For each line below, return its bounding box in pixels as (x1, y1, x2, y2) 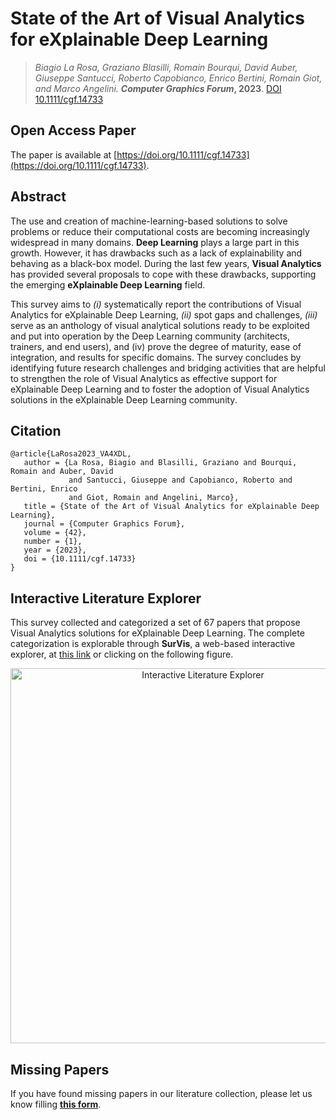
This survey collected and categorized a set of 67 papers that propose (10, 617, 301, 629)
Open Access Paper (10, 122, 137, 139)
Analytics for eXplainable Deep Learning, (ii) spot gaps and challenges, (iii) (10, 308, 318, 321)
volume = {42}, (23, 528, 87, 538)
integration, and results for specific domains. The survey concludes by (10, 351, 302, 363)
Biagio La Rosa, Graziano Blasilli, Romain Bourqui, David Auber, (34, 61, 298, 73)
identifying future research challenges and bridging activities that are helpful (10, 362, 326, 374)
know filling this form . (10, 1098, 102, 1110)
